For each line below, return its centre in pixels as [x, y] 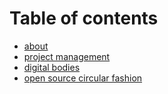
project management [67, 56]
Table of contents [84, 18]
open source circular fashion [83, 78]
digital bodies [52, 67]
